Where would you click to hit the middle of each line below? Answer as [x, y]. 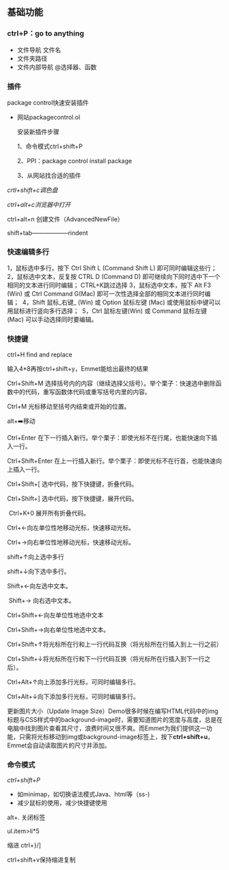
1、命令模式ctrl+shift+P [50, 146]
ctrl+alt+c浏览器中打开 [39, 204]
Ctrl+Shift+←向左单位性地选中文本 [55, 615]
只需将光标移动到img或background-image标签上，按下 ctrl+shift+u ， [116, 736]
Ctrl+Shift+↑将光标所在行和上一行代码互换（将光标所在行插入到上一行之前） [115, 644]
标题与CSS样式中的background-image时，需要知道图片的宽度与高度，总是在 [115, 719]
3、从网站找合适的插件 [49, 175]
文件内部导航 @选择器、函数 [57, 67]
